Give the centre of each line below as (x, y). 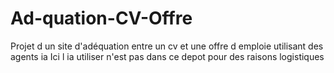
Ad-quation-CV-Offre (101, 18)
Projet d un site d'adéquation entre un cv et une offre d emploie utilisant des (167, 46)
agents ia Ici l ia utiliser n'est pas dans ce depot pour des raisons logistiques (167, 56)
